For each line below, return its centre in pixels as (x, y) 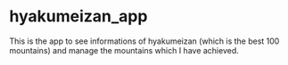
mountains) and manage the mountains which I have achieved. (124, 50)
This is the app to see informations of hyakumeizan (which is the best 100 (144, 41)
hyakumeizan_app (78, 16)
